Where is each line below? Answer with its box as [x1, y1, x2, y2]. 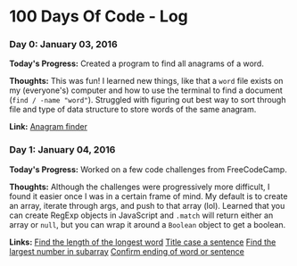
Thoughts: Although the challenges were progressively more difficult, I [9, 181, 270, 192]
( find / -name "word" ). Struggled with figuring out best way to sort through [9, 95, 286, 105]
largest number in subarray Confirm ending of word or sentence [9, 245, 245, 256]
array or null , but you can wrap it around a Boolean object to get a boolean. [9, 219, 286, 229]
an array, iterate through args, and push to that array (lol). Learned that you [9, 200, 285, 211]
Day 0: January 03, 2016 [9, 38, 118, 51]
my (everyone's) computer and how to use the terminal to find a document [9, 85, 283, 96]
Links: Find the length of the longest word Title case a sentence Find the [9, 237, 276, 247]
